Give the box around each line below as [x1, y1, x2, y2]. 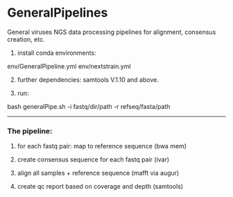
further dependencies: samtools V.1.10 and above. [17, 75, 159, 84]
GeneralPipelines [7, 5, 108, 21]
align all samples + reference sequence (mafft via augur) [17, 169, 180, 178]
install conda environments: [17, 49, 96, 57]
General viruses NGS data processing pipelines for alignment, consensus [7, 28, 216, 36]
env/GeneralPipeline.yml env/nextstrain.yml [7, 62, 131, 70]
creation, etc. [7, 35, 45, 43]
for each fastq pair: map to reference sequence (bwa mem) [17, 142, 187, 151]
